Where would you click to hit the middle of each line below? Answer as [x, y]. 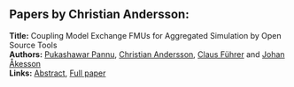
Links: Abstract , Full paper [58, 73]
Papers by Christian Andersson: [99, 14]
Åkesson [25, 63]
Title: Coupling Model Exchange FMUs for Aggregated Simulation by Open [145, 35]
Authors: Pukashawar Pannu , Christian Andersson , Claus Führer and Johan [147, 54]
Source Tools [33, 45]
